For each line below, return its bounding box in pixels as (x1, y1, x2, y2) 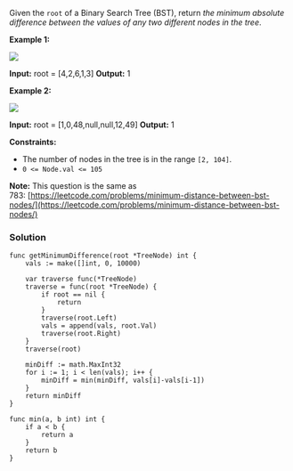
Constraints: (9, 137, 57, 147)
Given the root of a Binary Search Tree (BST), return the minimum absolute (9, 8, 285, 18)
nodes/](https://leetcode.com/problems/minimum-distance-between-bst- (9, 199, 281, 210)
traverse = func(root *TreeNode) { (25, 282, 158, 292)
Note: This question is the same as (9, 181, 137, 191)
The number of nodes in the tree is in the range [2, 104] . (21, 154, 232, 164)
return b (25, 446, 58, 455)
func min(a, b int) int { (9, 415, 105, 424)
